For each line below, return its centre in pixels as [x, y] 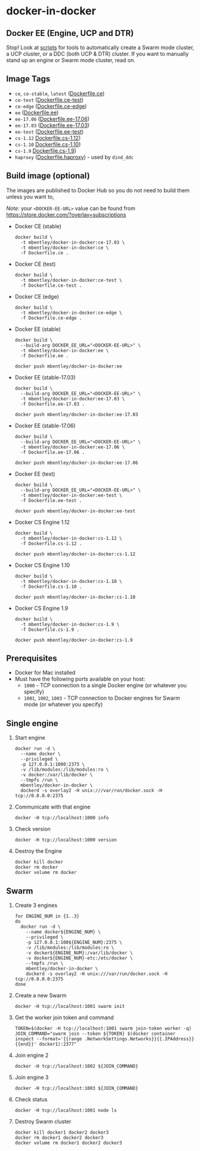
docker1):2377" [58, 1044]
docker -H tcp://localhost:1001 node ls [66, 1111]
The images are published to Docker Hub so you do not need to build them [98, 190]
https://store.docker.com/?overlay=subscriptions [66, 214]
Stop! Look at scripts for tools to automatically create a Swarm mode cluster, [100, 47]
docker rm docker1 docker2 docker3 [59, 1138]
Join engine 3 [32, 1077]
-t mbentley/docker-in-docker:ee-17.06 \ [73, 447]
